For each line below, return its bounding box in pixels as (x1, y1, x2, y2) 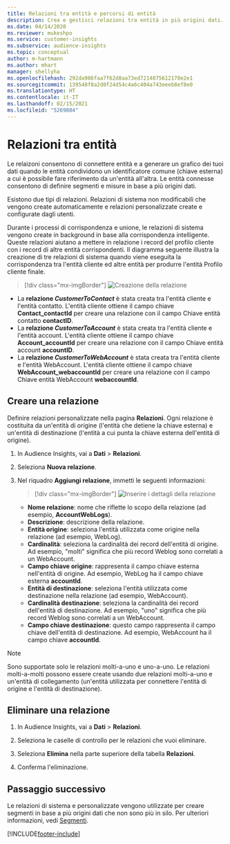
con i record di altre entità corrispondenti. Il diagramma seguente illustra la (7, 245, 220, 254)
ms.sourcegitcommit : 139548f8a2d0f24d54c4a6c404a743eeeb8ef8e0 (7, 81, 193, 88)
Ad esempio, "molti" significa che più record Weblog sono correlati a (27, 547, 223, 555)
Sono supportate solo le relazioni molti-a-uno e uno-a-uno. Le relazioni (7, 662, 210, 671)
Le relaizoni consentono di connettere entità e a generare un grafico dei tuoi (7, 159, 224, 168)
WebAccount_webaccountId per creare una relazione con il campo (17, 368, 211, 376)
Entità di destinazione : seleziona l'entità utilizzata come (27, 583, 188, 592)
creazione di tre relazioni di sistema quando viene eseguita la (7, 252, 182, 261)
